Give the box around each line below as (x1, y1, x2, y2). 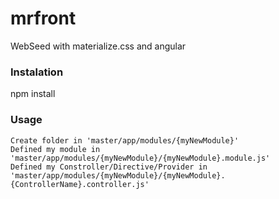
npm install (10, 88, 56, 100)
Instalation (10, 65, 64, 79)
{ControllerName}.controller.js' (10, 179, 150, 189)
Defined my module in (10, 144, 101, 154)
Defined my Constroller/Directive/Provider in (10, 162, 208, 172)
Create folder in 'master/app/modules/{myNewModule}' (10, 135, 240, 146)
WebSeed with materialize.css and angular (10, 40, 187, 52)
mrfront (10, 7, 77, 30)
